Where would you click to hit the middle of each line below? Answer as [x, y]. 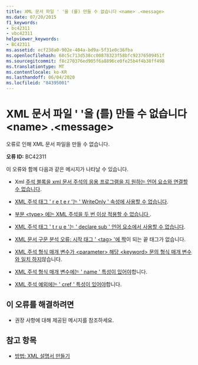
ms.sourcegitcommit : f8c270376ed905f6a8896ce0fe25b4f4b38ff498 [85, 61]
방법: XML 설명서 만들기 [42, 356]
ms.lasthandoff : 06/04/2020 [41, 77]
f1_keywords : [22, 22]
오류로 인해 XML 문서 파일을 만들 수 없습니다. [58, 144]
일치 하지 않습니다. [42, 259]
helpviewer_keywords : [33, 39]
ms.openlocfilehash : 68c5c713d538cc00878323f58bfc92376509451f [85, 56]
